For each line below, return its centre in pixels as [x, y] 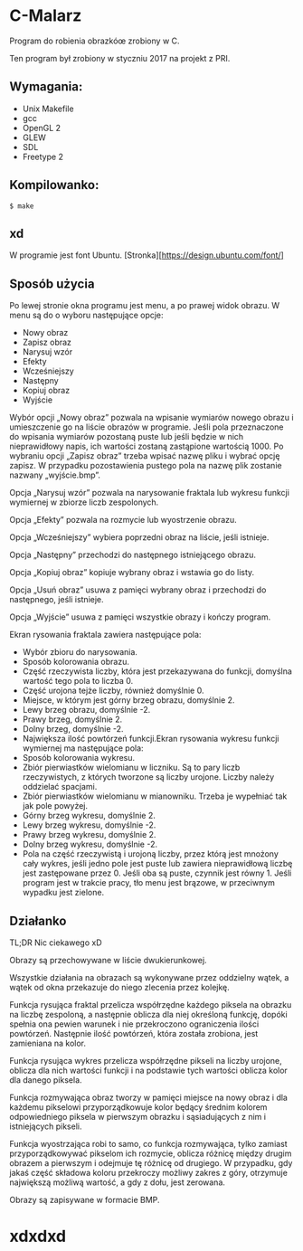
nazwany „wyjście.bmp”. [55, 475]
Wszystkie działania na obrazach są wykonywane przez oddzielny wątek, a [149, 977]
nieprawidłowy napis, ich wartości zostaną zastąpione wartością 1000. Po [147, 446]
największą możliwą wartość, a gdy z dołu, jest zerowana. [118, 1182]
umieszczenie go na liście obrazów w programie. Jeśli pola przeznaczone [147, 427]
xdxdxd [38, 1237]
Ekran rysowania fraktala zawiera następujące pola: [105, 635]
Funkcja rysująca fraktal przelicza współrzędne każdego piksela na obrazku [151, 1005]
